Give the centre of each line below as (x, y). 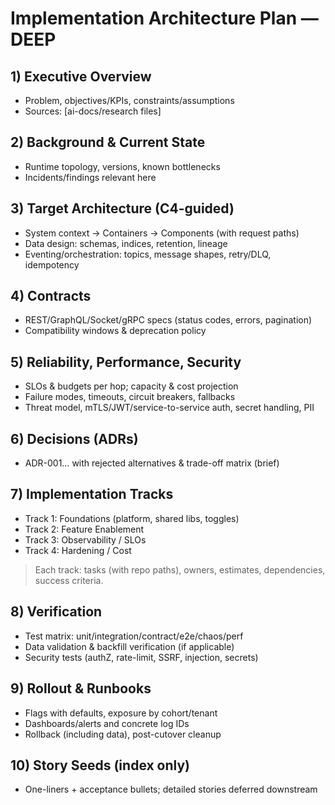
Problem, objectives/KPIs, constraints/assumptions (129, 100)
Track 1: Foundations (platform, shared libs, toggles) (132, 518)
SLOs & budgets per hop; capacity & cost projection (131, 386)
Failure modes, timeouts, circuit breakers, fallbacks (130, 397)
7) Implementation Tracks (92, 494)
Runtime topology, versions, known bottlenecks (122, 166)
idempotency (52, 264)
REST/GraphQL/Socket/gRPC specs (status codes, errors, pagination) (168, 320)
